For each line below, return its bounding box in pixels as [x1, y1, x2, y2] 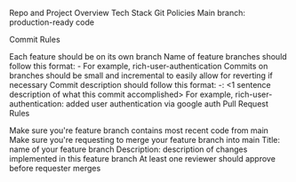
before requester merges [9, 163, 101, 173]
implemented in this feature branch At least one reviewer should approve [9, 154, 276, 163]
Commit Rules [9, 35, 60, 44]
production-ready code [9, 17, 95, 28]
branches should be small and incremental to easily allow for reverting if [9, 70, 273, 81]
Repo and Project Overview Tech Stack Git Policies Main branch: [9, 8, 246, 18]
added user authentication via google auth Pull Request [66, 99, 269, 109]
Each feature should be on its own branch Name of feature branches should [9, 51, 287, 61]
